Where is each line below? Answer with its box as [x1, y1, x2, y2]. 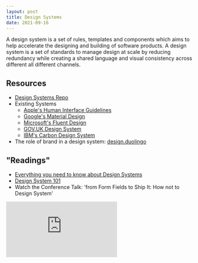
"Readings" [6, 155, 50, 165]
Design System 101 [14, 177, 61, 184]
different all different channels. [6, 61, 81, 68]
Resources [6, 78, 47, 88]
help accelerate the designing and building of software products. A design [6, 42, 187, 49]
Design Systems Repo [14, 94, 69, 101]
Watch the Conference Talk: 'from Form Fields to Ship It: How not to [14, 184, 180, 190]
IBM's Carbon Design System [23, 131, 96, 139]
